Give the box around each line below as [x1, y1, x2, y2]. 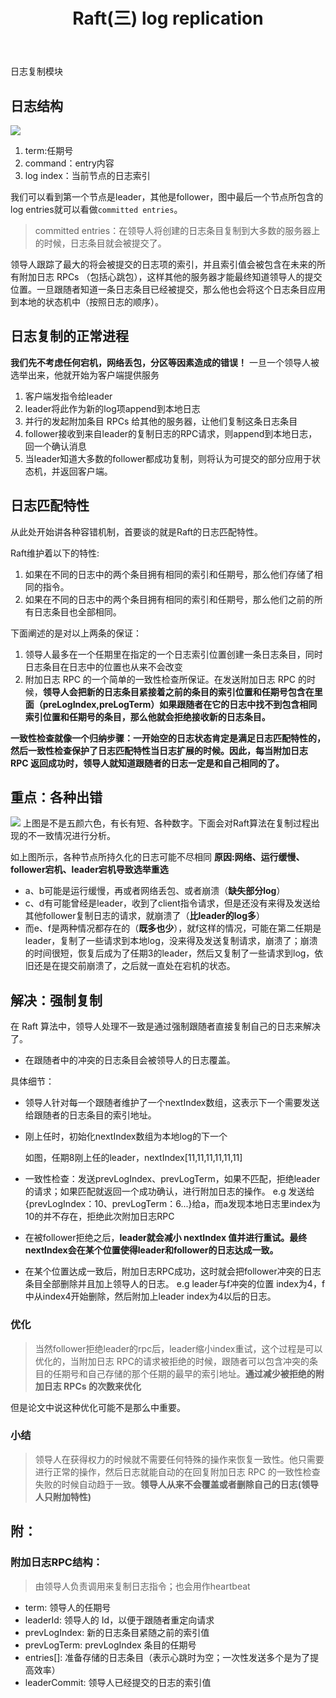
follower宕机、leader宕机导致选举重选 [10, 864, 169, 876]
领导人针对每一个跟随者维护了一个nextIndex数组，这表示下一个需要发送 [24, 1097, 320, 1109]
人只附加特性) [34, 1490, 92, 1503]
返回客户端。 [59, 465, 113, 477]
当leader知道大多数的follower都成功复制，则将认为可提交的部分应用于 [24, 452, 313, 464]
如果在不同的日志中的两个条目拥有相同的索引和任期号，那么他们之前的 [24, 593, 315, 605]
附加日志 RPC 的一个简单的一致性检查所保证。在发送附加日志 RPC [24, 673, 296, 685]
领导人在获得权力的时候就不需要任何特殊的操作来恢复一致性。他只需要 [34, 1453, 325, 1465]
